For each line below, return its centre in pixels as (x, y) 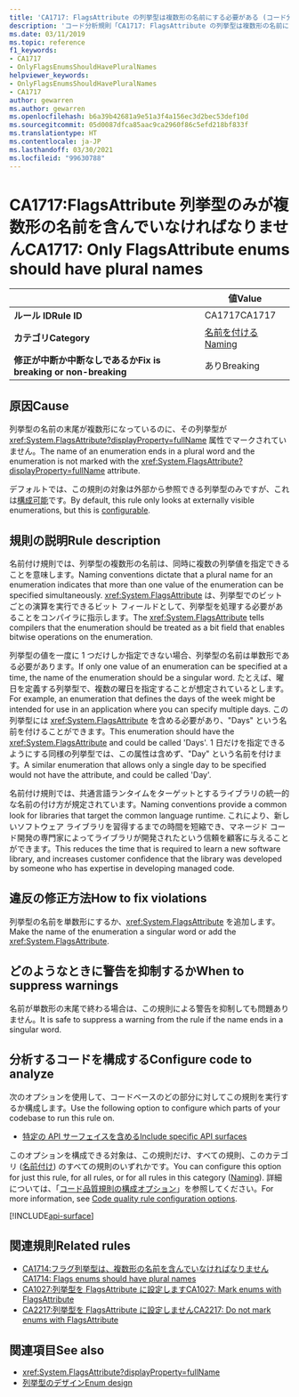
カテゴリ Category (52, 338)
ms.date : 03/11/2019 (48, 34)
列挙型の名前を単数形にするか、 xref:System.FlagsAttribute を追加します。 (145, 921)
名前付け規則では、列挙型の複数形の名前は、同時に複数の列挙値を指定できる (149, 564)
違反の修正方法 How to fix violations (108, 898)
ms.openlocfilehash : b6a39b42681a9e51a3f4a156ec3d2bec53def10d (129, 117)
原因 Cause (39, 406)
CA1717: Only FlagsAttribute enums (158, 249)
